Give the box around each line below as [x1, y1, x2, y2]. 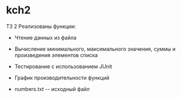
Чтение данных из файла [14, 34, 77, 41]
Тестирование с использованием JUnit [14, 62, 113, 70]
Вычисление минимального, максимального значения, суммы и [14, 45, 176, 52]
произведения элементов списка [14, 51, 98, 58]
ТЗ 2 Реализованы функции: [6, 23, 76, 30]
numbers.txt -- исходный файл [14, 85, 90, 92]
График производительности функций [14, 74, 110, 81]
